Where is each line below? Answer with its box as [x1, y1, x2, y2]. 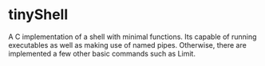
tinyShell [8, 6, 69, 24]
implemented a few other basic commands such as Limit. [8, 49, 196, 58]
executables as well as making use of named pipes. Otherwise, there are [8, 40, 247, 49]
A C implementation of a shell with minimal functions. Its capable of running [8, 32, 257, 41]
